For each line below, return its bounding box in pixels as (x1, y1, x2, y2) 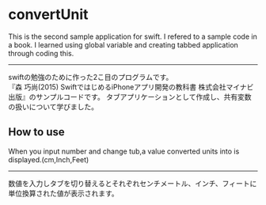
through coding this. (8, 48, 74, 58)
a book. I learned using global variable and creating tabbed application (8, 40, 239, 49)
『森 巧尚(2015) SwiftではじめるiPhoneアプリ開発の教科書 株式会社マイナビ (8, 82, 254, 92)
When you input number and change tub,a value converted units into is (8, 146, 240, 156)
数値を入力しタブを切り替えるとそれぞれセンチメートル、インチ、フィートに (8, 178, 257, 188)
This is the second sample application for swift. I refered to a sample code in (8, 32, 257, 41)
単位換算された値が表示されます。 (8, 188, 119, 198)
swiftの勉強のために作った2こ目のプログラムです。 (8, 72, 173, 82)
